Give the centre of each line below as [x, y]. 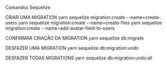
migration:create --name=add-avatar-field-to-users [60, 28]
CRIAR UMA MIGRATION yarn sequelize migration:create [65, 17]
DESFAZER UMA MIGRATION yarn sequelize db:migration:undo [72, 48]
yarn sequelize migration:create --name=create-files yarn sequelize [90, 23]
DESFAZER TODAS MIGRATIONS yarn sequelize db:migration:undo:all [79, 58]
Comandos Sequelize [28, 7]
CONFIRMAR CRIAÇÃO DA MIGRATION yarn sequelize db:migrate [75, 38]
